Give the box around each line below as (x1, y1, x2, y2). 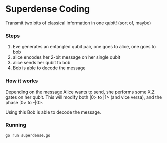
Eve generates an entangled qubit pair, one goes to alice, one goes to (12, 44, 156, 50)
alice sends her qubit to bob (12, 60, 71, 66)
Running (5, 121, 27, 128)
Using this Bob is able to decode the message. (5, 109, 101, 115)
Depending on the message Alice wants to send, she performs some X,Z (5, 89, 155, 95)
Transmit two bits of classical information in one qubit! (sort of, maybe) (5, 20, 151, 26)
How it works (5, 77, 38, 84)
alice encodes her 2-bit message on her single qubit (12, 54, 121, 60)
